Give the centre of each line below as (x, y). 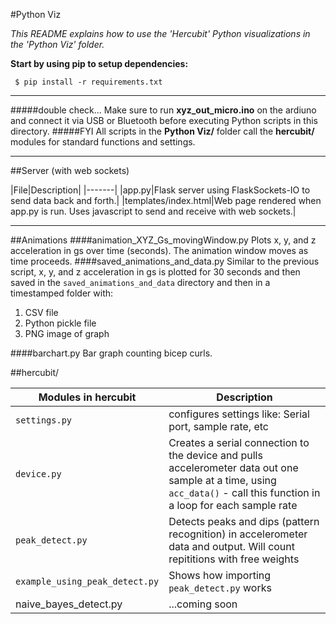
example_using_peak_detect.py (87, 581)
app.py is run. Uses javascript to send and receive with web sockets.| (153, 211)
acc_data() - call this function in (244, 492)
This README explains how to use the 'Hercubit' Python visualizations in (160, 33)
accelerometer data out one (233, 467)
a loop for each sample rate (233, 505)
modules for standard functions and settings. (103, 142)
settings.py (44, 420)
